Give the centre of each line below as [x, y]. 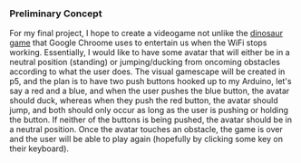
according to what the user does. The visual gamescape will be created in [147, 72]
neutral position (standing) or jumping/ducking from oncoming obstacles [145, 62]
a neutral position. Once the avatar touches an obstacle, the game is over [146, 129]
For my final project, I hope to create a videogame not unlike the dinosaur [146, 34]
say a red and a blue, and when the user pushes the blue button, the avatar [150, 91]
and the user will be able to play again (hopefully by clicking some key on [146, 139]
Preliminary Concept [56, 14]
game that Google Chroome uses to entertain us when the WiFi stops [138, 43]
